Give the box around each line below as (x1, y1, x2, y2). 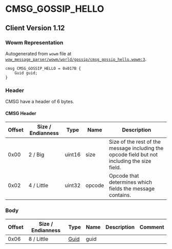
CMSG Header (5, 110, 37, 116)
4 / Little (28, 182, 49, 189)
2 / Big (28, 151, 45, 158)
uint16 (64, 151, 81, 158)
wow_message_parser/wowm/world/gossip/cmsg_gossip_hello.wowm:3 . (5, 56, 147, 62)
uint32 (64, 182, 81, 189)
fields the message (109, 185, 155, 193)
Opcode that (109, 173, 139, 180)
